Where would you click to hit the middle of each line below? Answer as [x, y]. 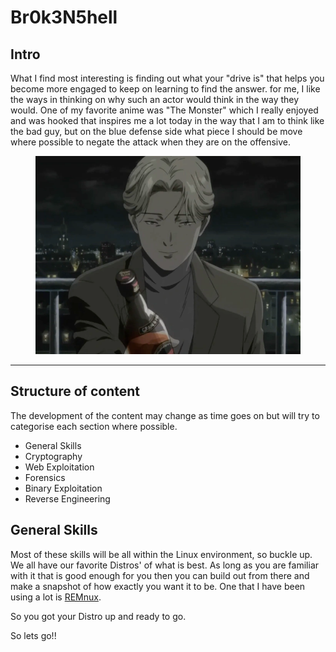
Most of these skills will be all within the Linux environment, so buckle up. [161, 554]
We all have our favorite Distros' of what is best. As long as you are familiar [165, 565]
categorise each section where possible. [94, 426]
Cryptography [53, 456]
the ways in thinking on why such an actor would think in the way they [155, 99]
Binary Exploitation [63, 488]
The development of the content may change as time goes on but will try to [165, 415]
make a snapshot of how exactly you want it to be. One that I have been [158, 586]
